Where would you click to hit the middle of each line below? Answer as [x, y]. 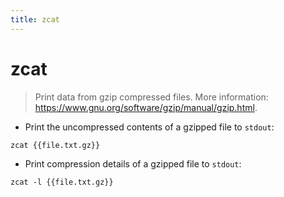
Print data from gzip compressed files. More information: [151, 97]
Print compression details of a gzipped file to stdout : [133, 163]
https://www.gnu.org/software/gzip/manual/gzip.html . [146, 107]
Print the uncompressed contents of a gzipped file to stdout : [149, 127]
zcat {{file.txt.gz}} [55, 145]
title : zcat [35, 19]
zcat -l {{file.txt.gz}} [62, 182]
